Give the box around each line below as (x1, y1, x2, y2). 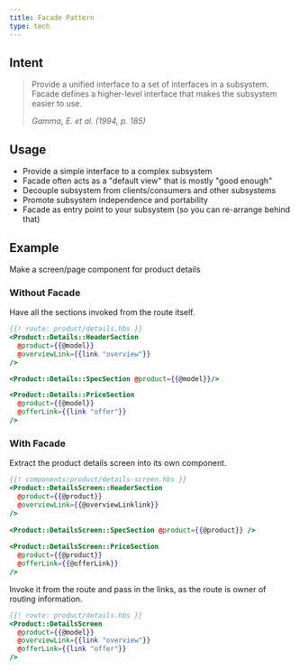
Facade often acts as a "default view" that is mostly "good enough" (22, 175, 273, 186)
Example (9, 240, 59, 256)
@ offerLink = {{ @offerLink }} (17, 559, 119, 569)
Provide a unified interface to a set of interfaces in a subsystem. (31, 79, 269, 90)
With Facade (9, 437, 66, 450)
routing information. (9, 593, 83, 604)
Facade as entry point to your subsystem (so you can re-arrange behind (22, 204, 291, 215)
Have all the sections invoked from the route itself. (9, 307, 195, 318)
